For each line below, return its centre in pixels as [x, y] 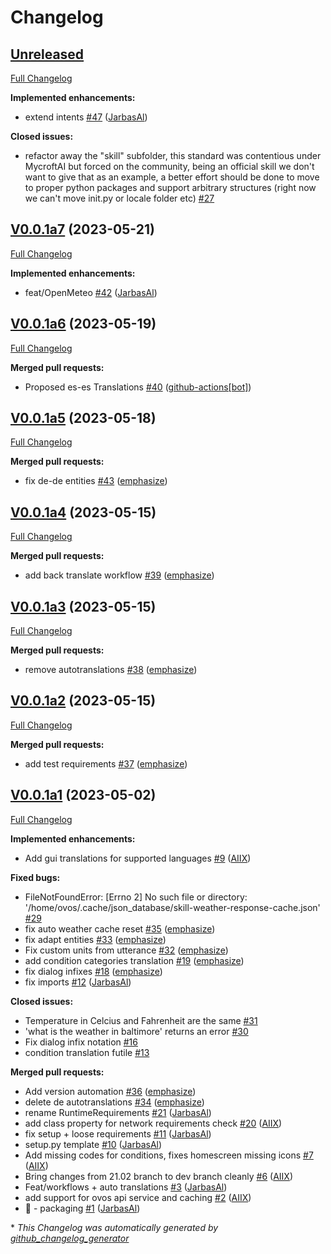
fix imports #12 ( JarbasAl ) [78, 982]
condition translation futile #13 [87, 1052]
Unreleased [47, 54]
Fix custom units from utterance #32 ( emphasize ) [126, 950]
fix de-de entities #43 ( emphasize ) [96, 481]
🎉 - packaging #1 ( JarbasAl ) [82, 1208]
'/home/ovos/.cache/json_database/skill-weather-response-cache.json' [172, 907]
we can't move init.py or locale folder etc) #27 [119, 198]
